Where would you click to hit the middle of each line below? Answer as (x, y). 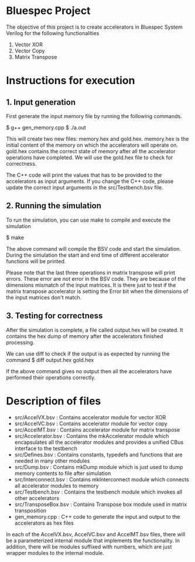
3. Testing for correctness (54, 316)
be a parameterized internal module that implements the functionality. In (93, 540)
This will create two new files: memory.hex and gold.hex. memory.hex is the (97, 139)
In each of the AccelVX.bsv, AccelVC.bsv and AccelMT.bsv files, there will (96, 534)
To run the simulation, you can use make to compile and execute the (88, 220)
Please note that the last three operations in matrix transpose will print (91, 273)
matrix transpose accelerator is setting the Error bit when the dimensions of (97, 291)
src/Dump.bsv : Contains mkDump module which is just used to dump (99, 467)
